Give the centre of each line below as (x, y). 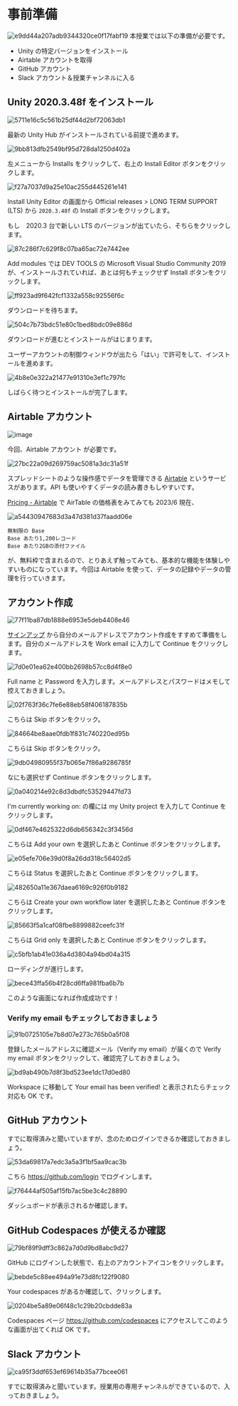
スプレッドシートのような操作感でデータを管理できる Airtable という (108, 478)
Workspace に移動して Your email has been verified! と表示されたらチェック (119, 1087)
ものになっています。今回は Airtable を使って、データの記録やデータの (122, 569)
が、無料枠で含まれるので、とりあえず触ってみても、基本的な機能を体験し (116, 560)
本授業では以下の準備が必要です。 (179, 36)
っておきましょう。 (35, 1395)
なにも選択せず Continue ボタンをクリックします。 (81, 777)
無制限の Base (26, 531)
